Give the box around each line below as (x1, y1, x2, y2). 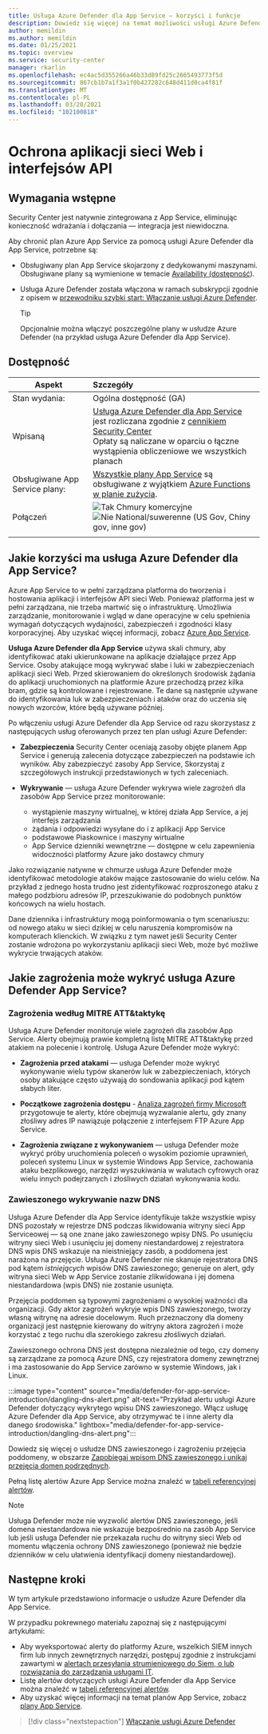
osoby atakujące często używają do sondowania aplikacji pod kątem (19, 1075, 245, 1085)
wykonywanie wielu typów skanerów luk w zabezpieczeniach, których (19, 1067, 251, 1077)
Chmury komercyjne (116, 501, 193, 512)
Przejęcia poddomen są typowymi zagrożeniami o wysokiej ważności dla (8, 1296, 248, 1305)
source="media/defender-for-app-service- (89, 1386, 231, 1395)
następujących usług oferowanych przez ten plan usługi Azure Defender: (8, 726, 247, 736)
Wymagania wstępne (8, 191, 116, 204)
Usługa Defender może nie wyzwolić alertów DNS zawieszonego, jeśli (8, 1515, 238, 1526)
